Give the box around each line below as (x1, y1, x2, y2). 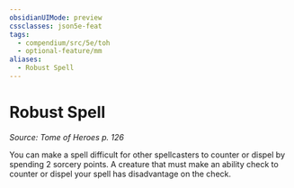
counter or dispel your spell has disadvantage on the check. (9, 168, 232, 179)
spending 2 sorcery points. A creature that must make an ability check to (9, 158, 279, 169)
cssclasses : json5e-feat (9, 22, 102, 31)
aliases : (9, 55, 42, 64)
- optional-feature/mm (17, 47, 102, 56)
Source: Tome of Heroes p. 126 (9, 131, 124, 142)
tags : (9, 30, 30, 39)
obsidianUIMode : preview (9, 13, 102, 22)
